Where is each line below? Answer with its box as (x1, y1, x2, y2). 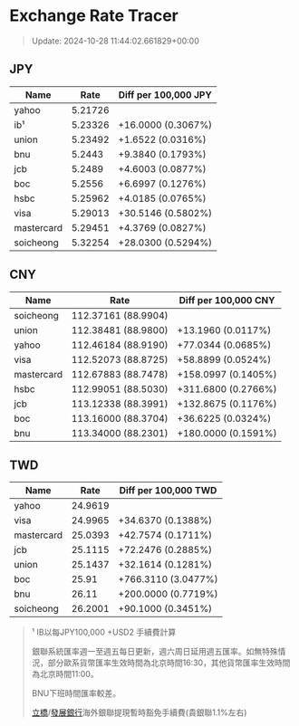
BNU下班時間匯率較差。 (31, 688, 121, 699)
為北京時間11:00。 (31, 669, 99, 680)
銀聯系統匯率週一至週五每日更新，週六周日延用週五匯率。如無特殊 (31, 646, 278, 657)
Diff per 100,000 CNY (178, 293, 275, 306)
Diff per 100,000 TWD (119, 484, 217, 497)
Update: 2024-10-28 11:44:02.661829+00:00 (31, 35, 199, 46)
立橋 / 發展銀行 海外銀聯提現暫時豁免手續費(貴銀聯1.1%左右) (31, 707, 247, 718)
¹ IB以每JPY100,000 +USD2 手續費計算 (31, 626, 177, 638)
